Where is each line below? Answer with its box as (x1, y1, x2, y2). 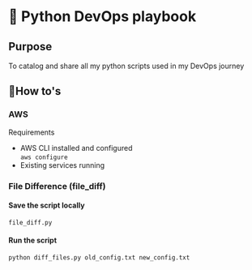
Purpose (8, 40, 53, 54)
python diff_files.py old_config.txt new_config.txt (8, 254, 190, 262)
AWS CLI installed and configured (19, 143, 133, 152)
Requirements (8, 127, 55, 137)
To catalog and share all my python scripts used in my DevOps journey (8, 61, 245, 71)
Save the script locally (8, 200, 85, 210)
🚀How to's (8, 84, 62, 98)
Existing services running (19, 160, 105, 169)
